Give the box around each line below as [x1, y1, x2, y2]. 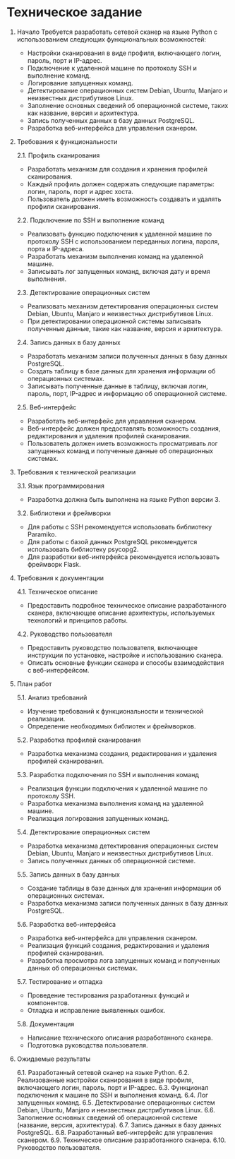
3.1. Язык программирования [16, 481, 105, 490]
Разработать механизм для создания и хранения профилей [27, 164, 207, 173]
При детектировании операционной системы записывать [27, 317, 202, 325]
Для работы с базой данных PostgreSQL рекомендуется [27, 537, 198, 546]
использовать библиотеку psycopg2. [27, 545, 139, 553]
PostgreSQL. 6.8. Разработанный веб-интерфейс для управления [16, 1128, 213, 1136]
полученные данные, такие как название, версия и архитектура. [27, 324, 223, 332]
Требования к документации [16, 573, 104, 582]
